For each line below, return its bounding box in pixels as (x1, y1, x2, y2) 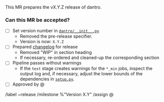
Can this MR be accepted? (5, 16, 70, 23)
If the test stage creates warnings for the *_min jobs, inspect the (19, 65, 153, 71)
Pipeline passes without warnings (12, 60, 82, 66)
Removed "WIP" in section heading (19, 50, 92, 55)
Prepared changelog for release (12, 44, 78, 50)
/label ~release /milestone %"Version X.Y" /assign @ (5, 91, 114, 97)
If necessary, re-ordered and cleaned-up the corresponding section (19, 54, 160, 61)
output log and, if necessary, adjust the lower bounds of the (19, 71, 143, 77)
